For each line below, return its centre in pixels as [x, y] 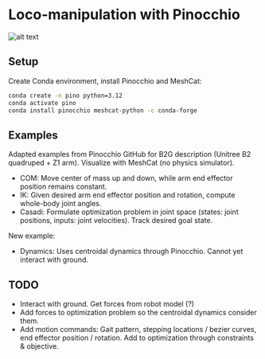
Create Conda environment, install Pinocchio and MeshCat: [105, 80]
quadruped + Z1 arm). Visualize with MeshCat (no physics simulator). [121, 163]
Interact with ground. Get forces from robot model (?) [107, 304]
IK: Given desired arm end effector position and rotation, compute [127, 195]
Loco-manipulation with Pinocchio [124, 15]
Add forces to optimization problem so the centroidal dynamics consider [138, 312]
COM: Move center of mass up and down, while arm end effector [126, 178]
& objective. [39, 346]
